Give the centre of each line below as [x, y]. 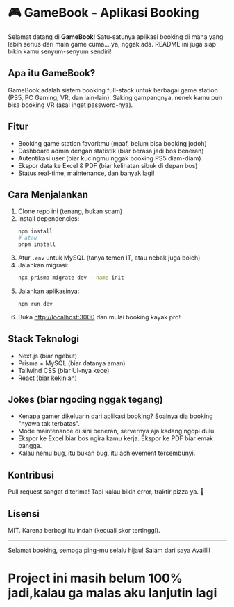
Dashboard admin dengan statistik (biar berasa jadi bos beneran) [111, 151]
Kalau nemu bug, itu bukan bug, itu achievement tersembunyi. [107, 453]
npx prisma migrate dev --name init [71, 278]
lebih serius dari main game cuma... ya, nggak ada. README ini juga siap [112, 44]
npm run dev [35, 303]
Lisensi [24, 514]
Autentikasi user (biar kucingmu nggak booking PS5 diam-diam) [109, 158]
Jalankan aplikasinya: [49, 291]
